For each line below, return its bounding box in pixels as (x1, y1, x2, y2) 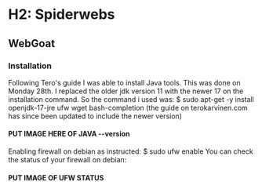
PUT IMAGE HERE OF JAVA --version (8, 129, 131, 139)
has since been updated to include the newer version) (8, 111, 183, 121)
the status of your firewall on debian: (8, 155, 127, 165)
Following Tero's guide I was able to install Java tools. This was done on (8, 78, 241, 87)
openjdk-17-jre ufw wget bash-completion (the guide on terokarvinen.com (8, 103, 249, 112)
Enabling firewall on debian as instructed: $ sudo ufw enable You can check (8, 147, 253, 156)
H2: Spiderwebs (8, 5, 115, 24)
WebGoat (8, 37, 56, 50)
